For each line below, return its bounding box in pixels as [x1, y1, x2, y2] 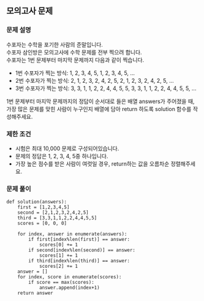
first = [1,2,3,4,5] [17, 204, 70, 210]
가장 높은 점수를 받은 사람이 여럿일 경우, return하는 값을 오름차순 [15, 160, 170, 167]
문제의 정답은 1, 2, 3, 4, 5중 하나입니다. [15, 152, 108, 159]
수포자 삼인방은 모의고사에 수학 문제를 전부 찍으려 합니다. [6, 48, 142, 56]
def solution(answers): [6, 199, 67, 205]
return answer [17, 290, 53, 296]
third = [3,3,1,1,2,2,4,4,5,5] [17, 215, 97, 221]
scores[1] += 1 [39, 253, 78, 259]
